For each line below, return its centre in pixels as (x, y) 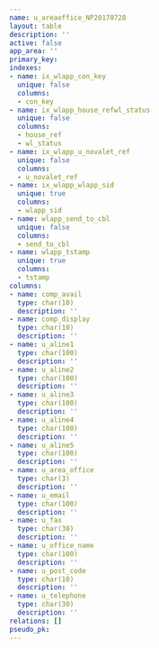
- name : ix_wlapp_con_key (57, 77)
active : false (36, 43)
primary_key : (34, 59)
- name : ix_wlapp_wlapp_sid (62, 186)
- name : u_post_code (48, 570)
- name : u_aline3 (42, 395)
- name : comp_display (50, 319)
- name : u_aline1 (42, 344)
